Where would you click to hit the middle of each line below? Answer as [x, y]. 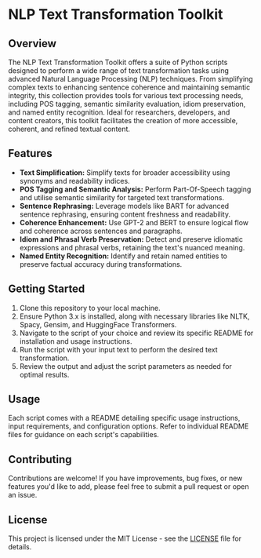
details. [20, 547]
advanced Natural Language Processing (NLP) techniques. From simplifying [130, 79]
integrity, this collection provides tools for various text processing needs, [126, 95]
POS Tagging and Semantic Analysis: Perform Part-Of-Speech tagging [135, 189]
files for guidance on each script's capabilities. [83, 435]
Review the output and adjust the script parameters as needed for [126, 366]
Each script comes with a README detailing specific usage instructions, [124, 418]
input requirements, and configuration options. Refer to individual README [129, 426]
